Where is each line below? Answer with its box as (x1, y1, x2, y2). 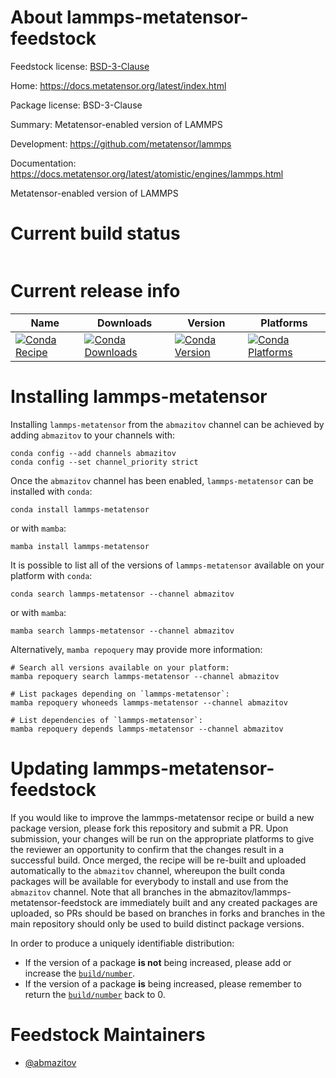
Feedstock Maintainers (10, 1023, 206, 1046)
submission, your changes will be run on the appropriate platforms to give (10, 832, 315, 845)
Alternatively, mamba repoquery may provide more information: (10, 643, 263, 655)
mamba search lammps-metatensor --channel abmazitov (10, 626, 235, 636)
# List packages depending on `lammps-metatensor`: (10, 689, 230, 699)
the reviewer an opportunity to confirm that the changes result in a (10, 843, 285, 855)
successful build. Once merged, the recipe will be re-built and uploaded (10, 854, 307, 866)
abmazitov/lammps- (209, 886, 292, 898)
